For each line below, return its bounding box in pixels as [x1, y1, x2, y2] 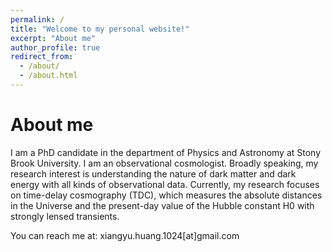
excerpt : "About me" [10, 33, 97, 43]
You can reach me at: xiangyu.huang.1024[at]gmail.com [10, 229, 240, 241]
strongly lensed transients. [10, 210, 120, 222]
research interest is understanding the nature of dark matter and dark [10, 167, 297, 180]
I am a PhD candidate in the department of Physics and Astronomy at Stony [10, 146, 322, 158]
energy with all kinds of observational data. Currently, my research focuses [10, 178, 320, 190]
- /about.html [19, 71, 78, 81]
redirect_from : [10, 52, 74, 62]
